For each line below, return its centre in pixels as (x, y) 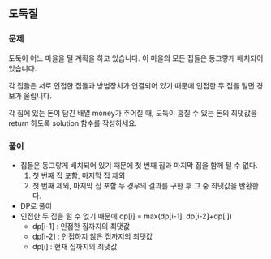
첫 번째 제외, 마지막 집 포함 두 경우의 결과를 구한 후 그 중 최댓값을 (135, 185)
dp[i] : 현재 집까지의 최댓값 (75, 246)
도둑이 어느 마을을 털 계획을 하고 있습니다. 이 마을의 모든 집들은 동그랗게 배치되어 (136, 58)
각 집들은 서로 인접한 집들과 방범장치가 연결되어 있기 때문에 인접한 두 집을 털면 (132, 85)
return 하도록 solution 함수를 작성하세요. (73, 123)
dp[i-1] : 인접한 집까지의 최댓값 (81, 226)
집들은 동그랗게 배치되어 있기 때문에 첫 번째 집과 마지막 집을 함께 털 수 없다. (139, 165)
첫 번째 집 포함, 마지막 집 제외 (79, 175)
